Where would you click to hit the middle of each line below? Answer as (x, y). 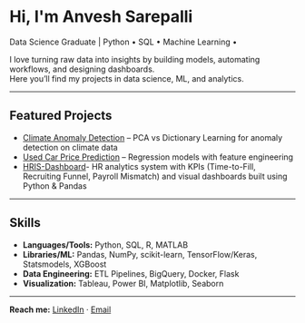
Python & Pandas (55, 186)
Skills (25, 223)
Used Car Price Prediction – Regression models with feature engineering (157, 157)
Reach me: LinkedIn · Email (60, 309)
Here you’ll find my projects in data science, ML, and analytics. (127, 78)
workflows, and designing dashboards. (82, 69)
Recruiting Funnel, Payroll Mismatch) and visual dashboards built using (155, 176)
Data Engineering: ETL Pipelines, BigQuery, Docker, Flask (131, 273)
